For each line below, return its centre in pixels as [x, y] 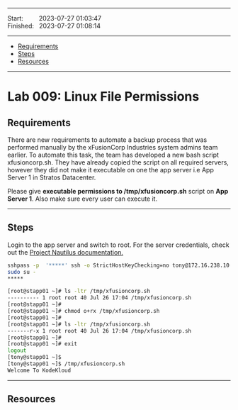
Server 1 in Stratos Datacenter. [52, 177]
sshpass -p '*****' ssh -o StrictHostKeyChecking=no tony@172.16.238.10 [119, 265]
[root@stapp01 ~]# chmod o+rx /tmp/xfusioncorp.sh [84, 311]
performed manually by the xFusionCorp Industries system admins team [113, 147]
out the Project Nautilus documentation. [66, 252]
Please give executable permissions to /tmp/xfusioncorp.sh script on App [118, 191]
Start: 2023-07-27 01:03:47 [54, 18]
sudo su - [22, 272]
